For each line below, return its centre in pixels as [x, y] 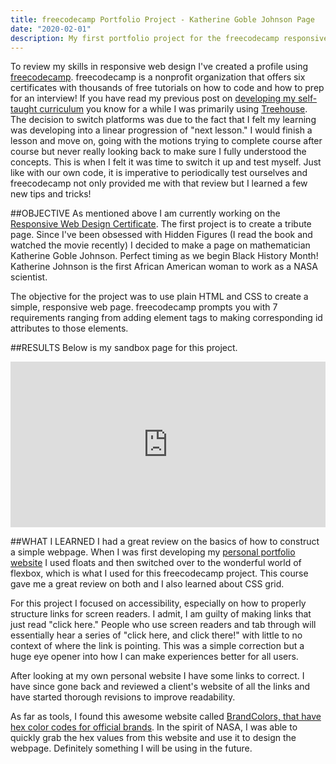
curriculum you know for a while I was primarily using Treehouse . [173, 109]
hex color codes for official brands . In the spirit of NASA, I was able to [154, 727]
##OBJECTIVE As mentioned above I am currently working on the [145, 213]
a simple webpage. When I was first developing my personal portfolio [153, 552]
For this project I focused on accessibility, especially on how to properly [158, 603]
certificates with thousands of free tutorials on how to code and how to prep [167, 88]
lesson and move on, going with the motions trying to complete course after [166, 141]
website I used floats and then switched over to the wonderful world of [156, 563]
